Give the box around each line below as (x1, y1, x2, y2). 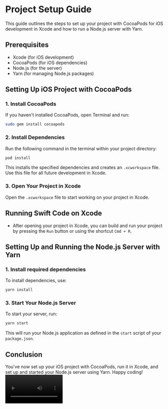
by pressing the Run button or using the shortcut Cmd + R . (12, 228, 132, 234)
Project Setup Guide (5, 4, 92, 15)
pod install (5, 155, 31, 160)
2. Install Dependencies (5, 134, 65, 141)
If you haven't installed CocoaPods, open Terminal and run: (5, 112, 130, 118)
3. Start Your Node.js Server (5, 299, 76, 307)
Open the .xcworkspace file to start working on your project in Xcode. (5, 194, 150, 200)
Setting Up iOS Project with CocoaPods (5, 85, 132, 94)
